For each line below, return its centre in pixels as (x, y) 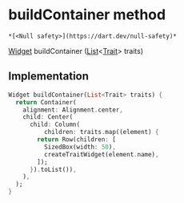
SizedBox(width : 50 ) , (80, 147)
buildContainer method (87, 15)
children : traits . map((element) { (101, 132)
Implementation (49, 77)
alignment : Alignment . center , (73, 110)
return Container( (46, 102)
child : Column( (55, 125)
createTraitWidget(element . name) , (101, 154)
